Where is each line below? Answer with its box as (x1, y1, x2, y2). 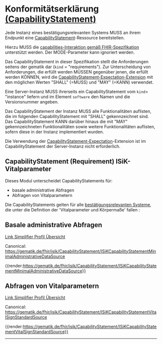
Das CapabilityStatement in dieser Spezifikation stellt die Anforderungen (5, 59, 148, 64)
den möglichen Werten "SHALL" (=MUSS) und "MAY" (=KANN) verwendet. (5, 79, 154, 85)
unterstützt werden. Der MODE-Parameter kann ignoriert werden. (5, 49, 135, 55)
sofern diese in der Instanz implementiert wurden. (5, 129, 104, 135)
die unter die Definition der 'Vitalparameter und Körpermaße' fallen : (5, 207, 140, 212)
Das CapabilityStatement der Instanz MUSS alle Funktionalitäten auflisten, (5, 108, 152, 114)
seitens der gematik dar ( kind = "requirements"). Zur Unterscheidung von (5, 64, 151, 70)
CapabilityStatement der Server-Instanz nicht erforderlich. (5, 143, 121, 149)
